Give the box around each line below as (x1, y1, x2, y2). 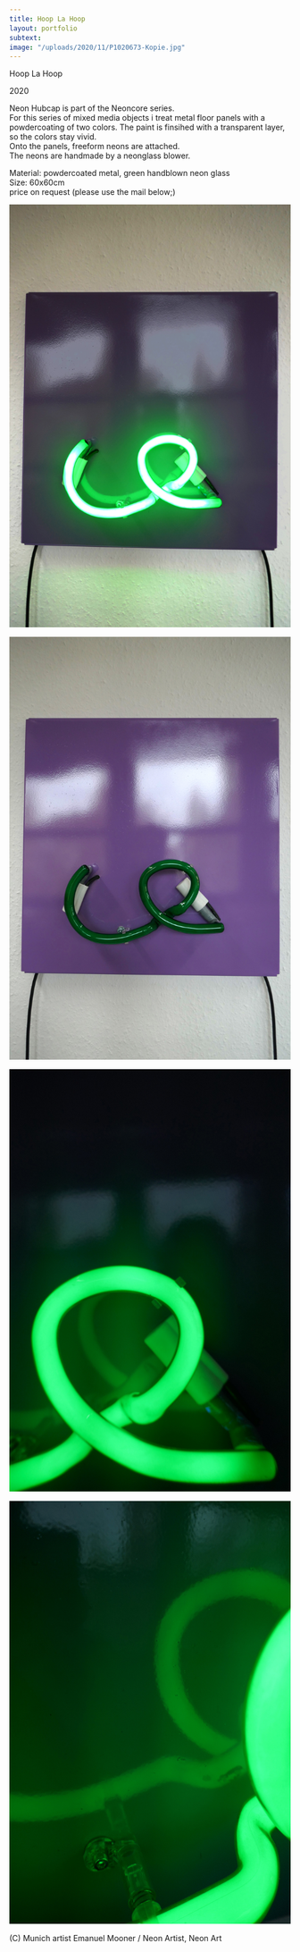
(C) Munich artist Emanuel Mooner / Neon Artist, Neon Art (9, 1933, 222, 1944)
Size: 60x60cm (9, 177, 65, 188)
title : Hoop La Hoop (9, 14, 87, 23)
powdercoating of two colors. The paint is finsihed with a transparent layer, (9, 122, 286, 133)
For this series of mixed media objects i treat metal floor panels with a (9, 113, 266, 123)
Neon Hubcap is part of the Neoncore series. (9, 103, 175, 114)
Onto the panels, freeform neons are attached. (9, 141, 180, 152)
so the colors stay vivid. (9, 131, 97, 142)
